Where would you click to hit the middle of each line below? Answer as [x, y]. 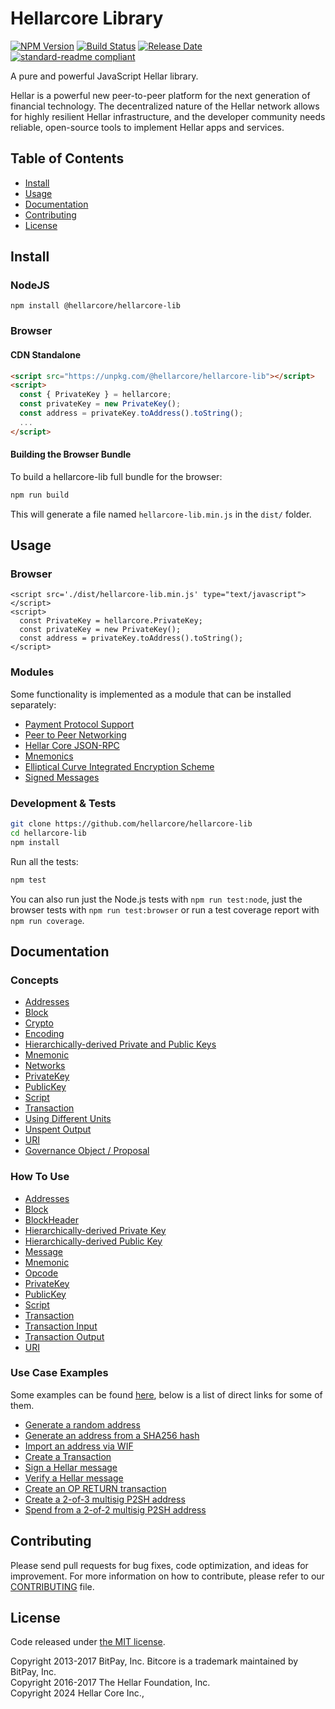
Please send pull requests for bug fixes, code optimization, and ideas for [159, 1565]
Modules [32, 672]
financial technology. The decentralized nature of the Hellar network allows [165, 106]
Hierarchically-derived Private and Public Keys [120, 1044]
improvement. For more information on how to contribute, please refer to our [167, 1576]
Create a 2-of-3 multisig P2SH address [105, 1499]
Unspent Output [58, 1129]
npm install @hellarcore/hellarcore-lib [96, 306]
